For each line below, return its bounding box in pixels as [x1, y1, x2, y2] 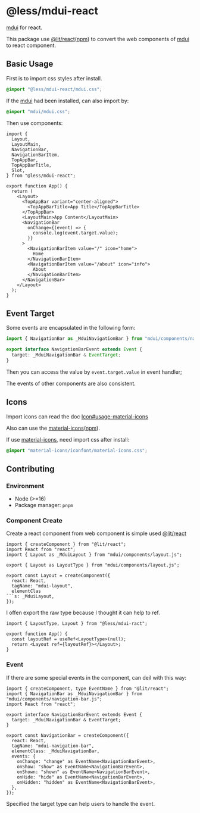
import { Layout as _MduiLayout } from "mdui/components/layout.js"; [6, 552, 183, 558]
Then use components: [6, 119, 63, 126]
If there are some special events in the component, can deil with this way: [6, 674, 186, 681]
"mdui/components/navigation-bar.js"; [6, 696, 102, 702]
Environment [6, 481, 45, 490]
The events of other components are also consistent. [6, 380, 136, 387]
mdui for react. [6, 24, 43, 31]
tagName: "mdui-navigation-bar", [11, 743, 95, 749]
